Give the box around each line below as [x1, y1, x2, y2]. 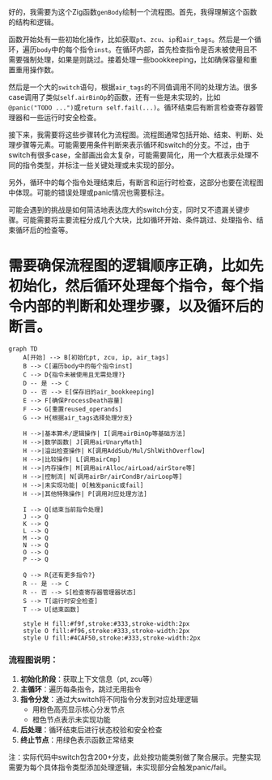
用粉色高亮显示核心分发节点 [32, 705, 125, 714]
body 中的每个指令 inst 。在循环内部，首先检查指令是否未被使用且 [36, 45, 251, 54]
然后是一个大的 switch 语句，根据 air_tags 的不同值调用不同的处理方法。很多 [8, 82, 258, 92]
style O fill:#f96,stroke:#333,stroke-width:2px [23, 627, 190, 635]
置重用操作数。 [8, 65, 58, 75]
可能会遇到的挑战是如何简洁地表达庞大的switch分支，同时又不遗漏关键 [8, 205, 243, 214]
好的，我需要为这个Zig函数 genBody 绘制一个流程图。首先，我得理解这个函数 [8, 7, 257, 16]
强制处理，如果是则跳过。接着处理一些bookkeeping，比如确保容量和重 [22, 55, 257, 64]
